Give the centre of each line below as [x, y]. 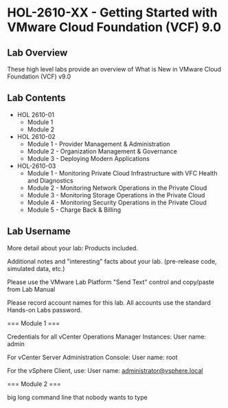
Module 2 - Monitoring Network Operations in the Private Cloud [117, 188]
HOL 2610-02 [36, 136]
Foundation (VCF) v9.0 [39, 76]
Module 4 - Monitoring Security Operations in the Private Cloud [117, 202]
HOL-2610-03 [36, 166]
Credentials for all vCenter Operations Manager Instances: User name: [106, 336]
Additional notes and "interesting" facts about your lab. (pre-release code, [112, 261]
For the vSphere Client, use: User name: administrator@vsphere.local [105, 370]
